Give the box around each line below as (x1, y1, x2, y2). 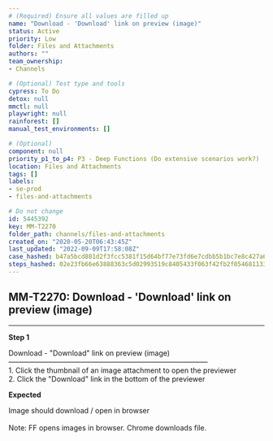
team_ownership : (8, 58, 63, 66)
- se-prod (8, 185, 42, 194)
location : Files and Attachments (8, 162, 122, 171)
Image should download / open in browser (8, 405, 150, 415)
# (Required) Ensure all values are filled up (8, 11, 169, 20)
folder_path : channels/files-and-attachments (8, 229, 165, 238)
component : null (8, 147, 63, 155)
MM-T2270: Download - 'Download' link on (8, 290, 232, 304)
